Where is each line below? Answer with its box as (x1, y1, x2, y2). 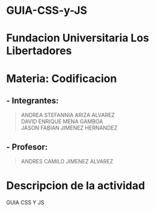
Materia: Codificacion (6, 72, 117, 85)
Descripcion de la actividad (6, 179, 145, 193)
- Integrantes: (6, 95, 59, 105)
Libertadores (6, 44, 72, 58)
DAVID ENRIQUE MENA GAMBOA (20, 118, 103, 125)
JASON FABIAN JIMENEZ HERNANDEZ (20, 124, 118, 131)
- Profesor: (6, 142, 48, 152)
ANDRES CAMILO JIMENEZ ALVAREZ (20, 158, 114, 165)
